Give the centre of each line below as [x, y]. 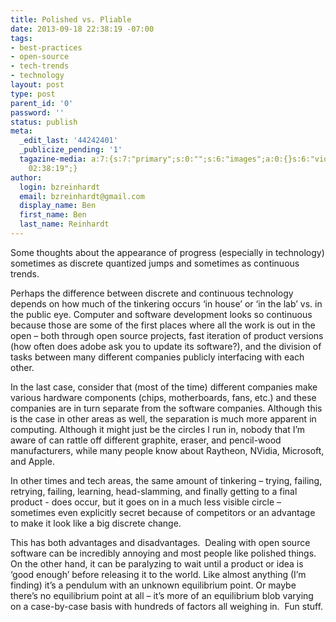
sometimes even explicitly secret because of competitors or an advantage [163, 512]
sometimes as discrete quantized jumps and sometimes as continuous [155, 263]
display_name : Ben [58, 206]
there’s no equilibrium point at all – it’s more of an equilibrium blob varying [162, 595]
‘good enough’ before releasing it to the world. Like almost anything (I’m [158, 574]
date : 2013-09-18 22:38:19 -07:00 [82, 29]
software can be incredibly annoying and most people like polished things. [163, 553]
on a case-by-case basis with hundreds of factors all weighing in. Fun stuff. [167, 606]
